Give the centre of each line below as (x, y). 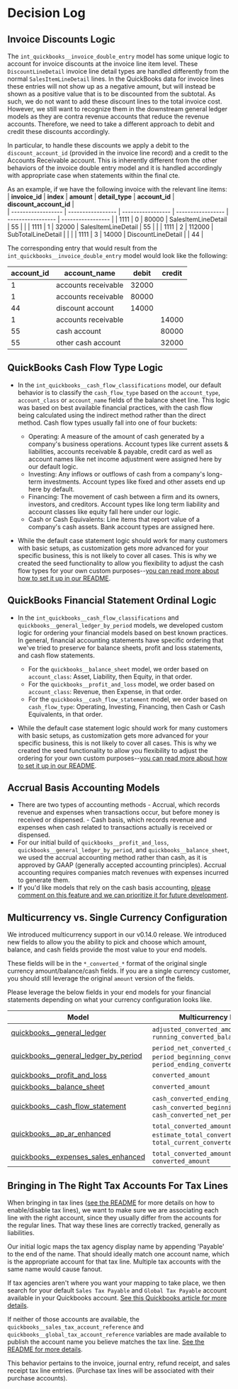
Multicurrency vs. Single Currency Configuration (118, 917)
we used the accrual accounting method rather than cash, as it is (112, 858)
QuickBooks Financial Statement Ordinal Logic (112, 601)
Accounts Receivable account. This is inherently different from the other (113, 160)
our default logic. (53, 467)
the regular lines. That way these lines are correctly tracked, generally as (114, 1225)
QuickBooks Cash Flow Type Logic (85, 368)
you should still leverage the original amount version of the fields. (101, 978)
